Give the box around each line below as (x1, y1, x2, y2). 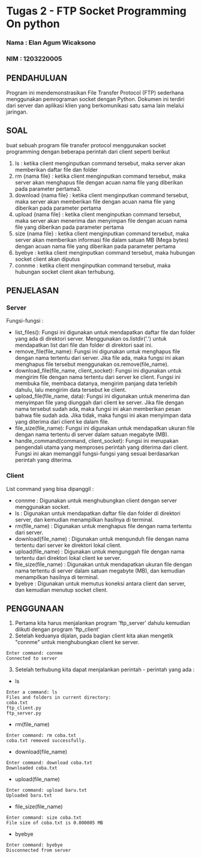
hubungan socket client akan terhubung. (14, 268, 115, 275)
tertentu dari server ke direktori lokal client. (14, 541, 122, 549)
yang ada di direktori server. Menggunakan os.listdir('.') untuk (14, 335, 167, 342)
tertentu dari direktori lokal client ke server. (14, 554, 122, 561)
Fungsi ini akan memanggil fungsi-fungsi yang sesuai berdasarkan (14, 450, 179, 457)
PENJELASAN (6, 285, 59, 296)
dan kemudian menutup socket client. (14, 586, 108, 593)
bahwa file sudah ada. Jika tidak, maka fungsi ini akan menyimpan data (14, 412, 191, 419)
